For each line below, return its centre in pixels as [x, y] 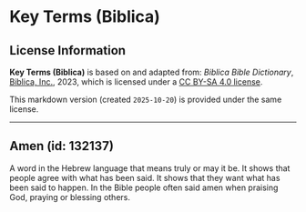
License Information [67, 50]
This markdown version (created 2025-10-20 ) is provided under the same [146, 99]
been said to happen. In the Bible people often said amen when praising [144, 187]
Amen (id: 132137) [61, 146]
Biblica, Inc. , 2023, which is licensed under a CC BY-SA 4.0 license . [136, 82]
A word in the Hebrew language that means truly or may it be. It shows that [150, 168]
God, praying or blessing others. [70, 197]
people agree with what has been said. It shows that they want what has [145, 177]
